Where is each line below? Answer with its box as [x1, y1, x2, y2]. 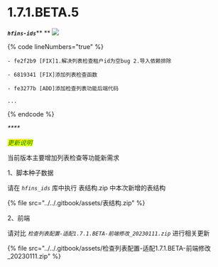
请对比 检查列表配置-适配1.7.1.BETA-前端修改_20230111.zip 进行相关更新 [7, 229, 210, 237]
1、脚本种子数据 [7, 168, 54, 177]
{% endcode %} [7, 109, 55, 118]
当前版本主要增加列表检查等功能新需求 [7, 153, 119, 162]
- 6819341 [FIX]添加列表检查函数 [7, 71, 98, 78]
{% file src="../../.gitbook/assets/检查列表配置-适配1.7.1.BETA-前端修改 [7, 244, 211, 252]
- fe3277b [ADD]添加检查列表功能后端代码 [7, 85, 119, 92]
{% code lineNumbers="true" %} [7, 42, 104, 50]
